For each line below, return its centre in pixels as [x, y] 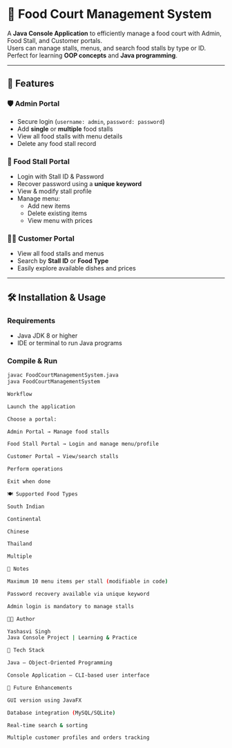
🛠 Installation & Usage [57, 297]
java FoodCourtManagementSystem [54, 382]
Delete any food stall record [57, 143]
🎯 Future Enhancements [40, 688]
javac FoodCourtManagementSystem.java [63, 375]
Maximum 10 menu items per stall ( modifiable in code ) [88, 582]
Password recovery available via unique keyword [78, 594]
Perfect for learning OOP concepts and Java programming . [93, 55]
